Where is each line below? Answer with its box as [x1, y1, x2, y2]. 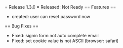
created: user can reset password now [11, 14, 91, 19]
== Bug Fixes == [4, 23, 39, 29]
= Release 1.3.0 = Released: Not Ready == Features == [4, 4, 117, 10]
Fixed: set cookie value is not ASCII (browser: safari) [11, 38, 119, 44]
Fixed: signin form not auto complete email [11, 33, 99, 38]
